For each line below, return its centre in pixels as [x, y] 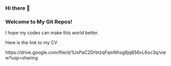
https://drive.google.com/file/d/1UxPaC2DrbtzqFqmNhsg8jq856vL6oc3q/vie [86, 52]
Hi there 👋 [18, 8]
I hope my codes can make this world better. [52, 33]
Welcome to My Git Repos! [39, 21]
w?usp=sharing [22, 58]
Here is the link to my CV [31, 43]
